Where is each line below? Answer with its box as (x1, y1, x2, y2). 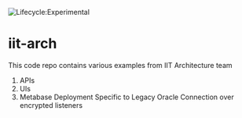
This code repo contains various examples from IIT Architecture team (8, 60, 233, 70)
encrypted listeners (19, 100, 83, 109)
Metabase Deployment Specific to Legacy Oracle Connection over (19, 92, 234, 102)
